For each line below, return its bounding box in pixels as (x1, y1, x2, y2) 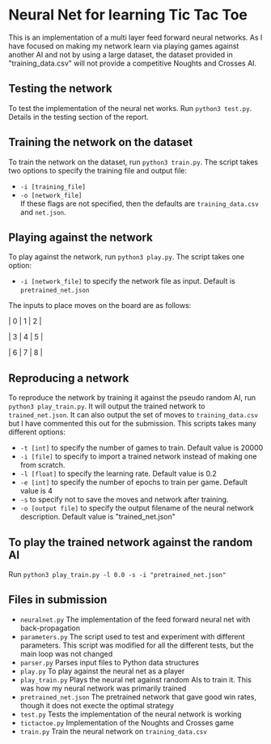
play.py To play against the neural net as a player (19, 666, 185, 676)
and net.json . (19, 207, 66, 216)
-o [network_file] (19, 191, 83, 199)
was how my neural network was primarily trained (19, 683, 187, 693)
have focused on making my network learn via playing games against (8, 41, 239, 50)
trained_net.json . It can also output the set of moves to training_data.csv (8, 410, 259, 420)
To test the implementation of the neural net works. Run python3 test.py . (8, 103, 252, 113)
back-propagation (19, 622, 81, 633)
